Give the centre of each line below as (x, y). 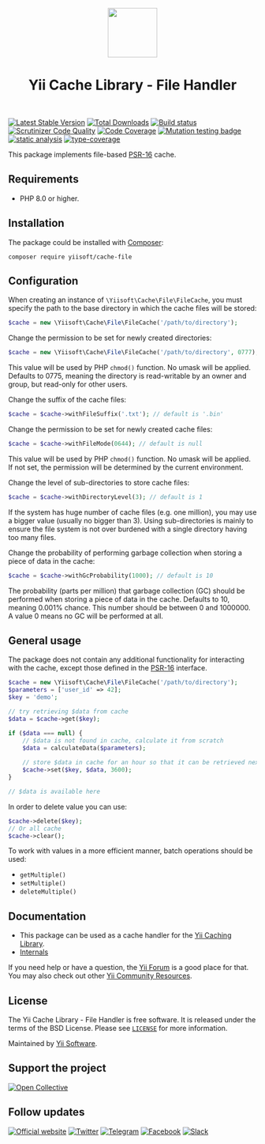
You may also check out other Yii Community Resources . (100, 976)
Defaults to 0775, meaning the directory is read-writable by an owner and (127, 376)
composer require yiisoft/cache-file (70, 257)
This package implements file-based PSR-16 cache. (92, 154)
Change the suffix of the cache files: (67, 400)
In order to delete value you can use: (68, 806)
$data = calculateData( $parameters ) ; (84, 748)
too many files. (32, 537)
